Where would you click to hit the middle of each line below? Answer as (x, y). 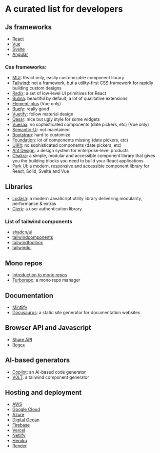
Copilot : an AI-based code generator (49, 372)
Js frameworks (29, 27)
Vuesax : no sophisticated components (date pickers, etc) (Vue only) (80, 125)
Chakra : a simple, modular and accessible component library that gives (83, 156)
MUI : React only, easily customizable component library (68, 78)
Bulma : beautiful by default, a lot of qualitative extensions (70, 98)
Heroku (20, 441)
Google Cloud (26, 409)
